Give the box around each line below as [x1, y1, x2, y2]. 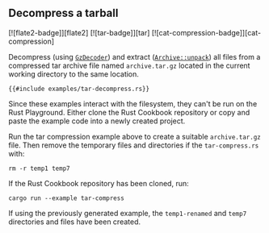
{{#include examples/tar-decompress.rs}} [8, 85, 150, 93]
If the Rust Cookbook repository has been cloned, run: [8, 178, 189, 188]
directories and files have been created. [8, 217, 141, 227]
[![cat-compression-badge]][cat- [151, 27, 261, 37]
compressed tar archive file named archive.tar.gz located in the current [8, 60, 250, 70]
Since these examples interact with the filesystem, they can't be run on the [8, 98, 258, 108]
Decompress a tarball [8, 6, 119, 20]
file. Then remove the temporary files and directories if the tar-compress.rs [8, 140, 259, 150]
